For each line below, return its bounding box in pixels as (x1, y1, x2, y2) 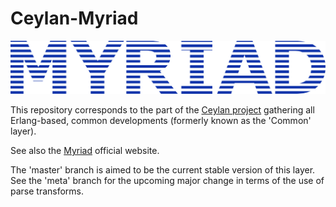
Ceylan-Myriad (10, 7, 139, 30)
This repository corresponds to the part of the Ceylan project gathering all (10, 104, 315, 116)
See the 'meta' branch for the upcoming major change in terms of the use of (10, 175, 325, 187)
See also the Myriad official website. (10, 145, 160, 157)
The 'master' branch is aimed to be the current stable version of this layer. (10, 164, 316, 176)
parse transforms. (10, 185, 85, 197)
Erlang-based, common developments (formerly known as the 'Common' (10, 115, 312, 127)
